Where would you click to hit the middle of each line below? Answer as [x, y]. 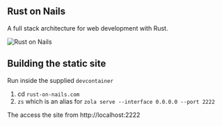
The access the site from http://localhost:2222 [74, 115]
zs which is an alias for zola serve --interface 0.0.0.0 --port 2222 [116, 101]
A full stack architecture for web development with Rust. [88, 28]
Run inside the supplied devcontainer [60, 80]
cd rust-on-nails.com [48, 94]
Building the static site [57, 64]
